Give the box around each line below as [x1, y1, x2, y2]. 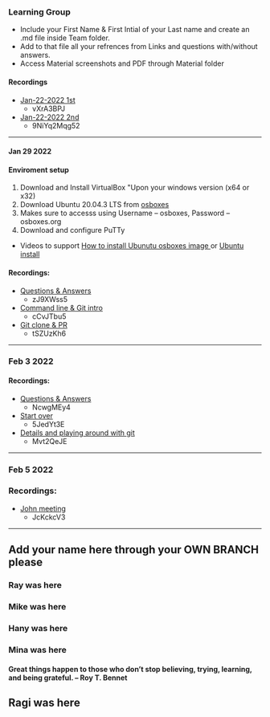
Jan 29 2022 [8, 147, 52, 157]
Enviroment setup [8, 165, 70, 174]
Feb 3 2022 [8, 356, 54, 367]
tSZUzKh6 [31, 328, 67, 338]
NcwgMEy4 [31, 402, 71, 412]
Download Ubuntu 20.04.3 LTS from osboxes [19, 200, 170, 210]
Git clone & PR [19, 320, 68, 329]
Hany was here [8, 623, 68, 633]
